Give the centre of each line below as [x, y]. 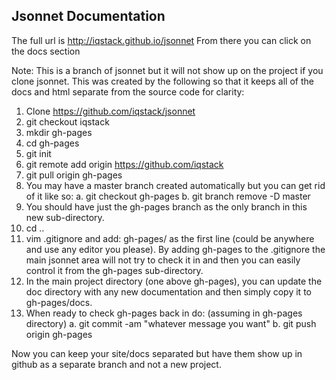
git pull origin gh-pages [74, 175]
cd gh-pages [52, 143]
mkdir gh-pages [59, 132]
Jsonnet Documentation [88, 16]
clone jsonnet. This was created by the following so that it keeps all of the [162, 81]
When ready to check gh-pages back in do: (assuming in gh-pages [164, 313]
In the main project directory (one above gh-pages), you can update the [174, 281]
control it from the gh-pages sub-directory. [114, 270]
